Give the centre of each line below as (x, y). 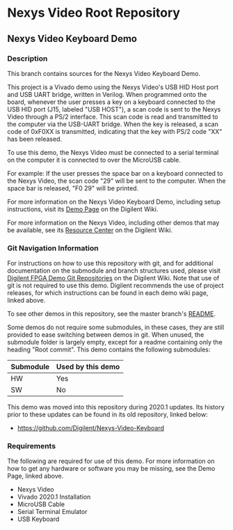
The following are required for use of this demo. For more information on (111, 461)
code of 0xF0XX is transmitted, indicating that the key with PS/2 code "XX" (115, 131)
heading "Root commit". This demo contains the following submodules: (109, 349)
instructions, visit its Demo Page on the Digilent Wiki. (83, 209)
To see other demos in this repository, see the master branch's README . (111, 314)
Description (27, 59)
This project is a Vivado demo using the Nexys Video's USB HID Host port (113, 87)
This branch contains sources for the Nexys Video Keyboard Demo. (104, 73)
